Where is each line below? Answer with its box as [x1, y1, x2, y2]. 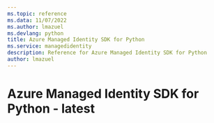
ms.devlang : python [7, 29, 64, 37]
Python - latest [7, 101, 95, 116]
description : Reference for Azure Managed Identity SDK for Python [7, 50, 208, 57]
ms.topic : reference [7, 10, 68, 17]
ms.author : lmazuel [7, 23, 64, 30]
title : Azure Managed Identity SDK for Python [7, 36, 145, 43]
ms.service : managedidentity [7, 43, 92, 50]
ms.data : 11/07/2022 [7, 17, 68, 24]
